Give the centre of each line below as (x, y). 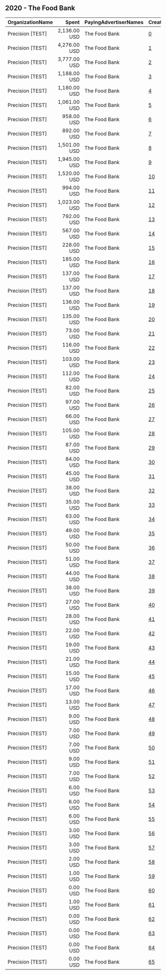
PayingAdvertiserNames (114, 22)
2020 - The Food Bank (40, 8)
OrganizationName (30, 22)
